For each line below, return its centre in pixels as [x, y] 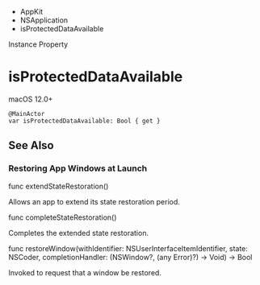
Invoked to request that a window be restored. [85, 272]
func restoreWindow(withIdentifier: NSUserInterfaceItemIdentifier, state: [128, 248]
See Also [31, 145]
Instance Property [38, 44]
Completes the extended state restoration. [79, 233]
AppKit [31, 12]
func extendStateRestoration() [59, 186]
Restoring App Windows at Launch [78, 168]
